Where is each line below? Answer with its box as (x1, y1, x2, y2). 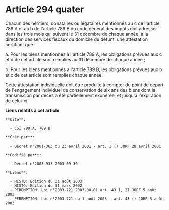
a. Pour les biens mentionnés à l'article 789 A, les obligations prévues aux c (5, 51, 162, 57)
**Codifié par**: (5, 152, 42, 157)
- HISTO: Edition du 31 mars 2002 (10, 183, 82, 188)
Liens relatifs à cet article (5, 107, 60, 113)
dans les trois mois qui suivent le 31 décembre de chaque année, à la (5, 31, 148, 37)
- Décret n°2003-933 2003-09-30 (10, 161, 78, 166)
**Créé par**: (5, 134, 35, 139)
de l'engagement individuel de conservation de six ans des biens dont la (5, 87, 156, 93)
